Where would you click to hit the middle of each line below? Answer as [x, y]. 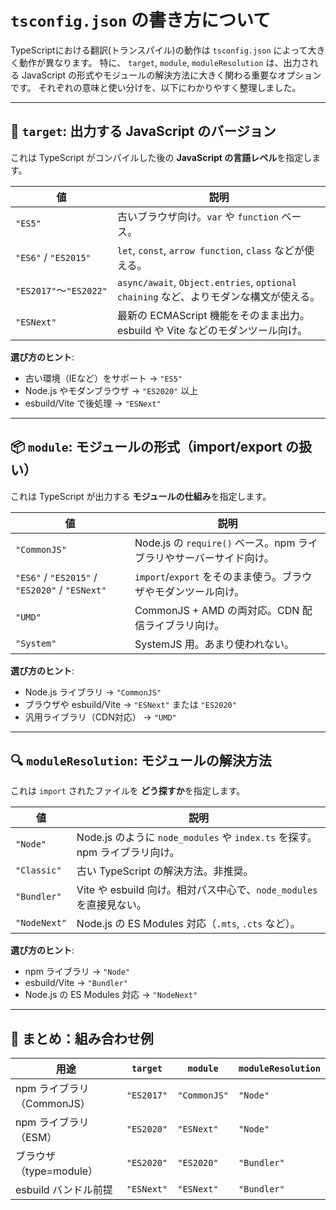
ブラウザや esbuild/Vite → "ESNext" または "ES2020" [130, 704]
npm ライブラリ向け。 [128, 853]
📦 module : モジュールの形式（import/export [146, 447]
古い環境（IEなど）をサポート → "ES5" [103, 378]
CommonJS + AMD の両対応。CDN [217, 610]
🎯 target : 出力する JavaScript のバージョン [143, 131]
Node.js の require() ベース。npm [215, 543]
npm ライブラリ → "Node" [77, 972]
